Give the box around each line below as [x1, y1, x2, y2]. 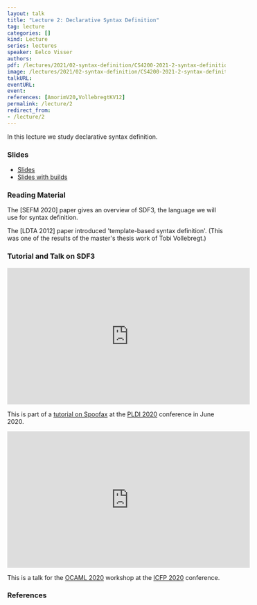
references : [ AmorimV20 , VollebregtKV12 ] [7, 94, 126, 101]
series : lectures [7, 42, 57, 49]
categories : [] [7, 29, 51, 37]
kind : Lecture [7, 36, 48, 43]
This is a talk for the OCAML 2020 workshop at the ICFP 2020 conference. [7, 573, 220, 581]
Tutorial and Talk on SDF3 [7, 251, 96, 261]
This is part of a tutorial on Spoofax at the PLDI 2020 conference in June [7, 410, 215, 418]
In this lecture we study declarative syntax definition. [7, 133, 158, 141]
